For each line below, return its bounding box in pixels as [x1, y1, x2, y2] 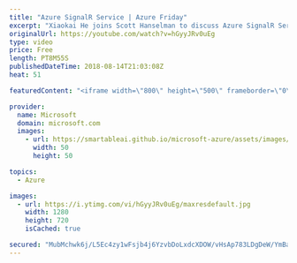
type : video [9, 37, 53, 47]
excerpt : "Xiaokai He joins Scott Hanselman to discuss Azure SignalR [9, 21, 275, 30]
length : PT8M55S [9, 54, 69, 63]
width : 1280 [25, 208, 69, 217]
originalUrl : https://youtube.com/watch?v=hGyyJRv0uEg [9, 29, 216, 38]
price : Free [9, 46, 53, 55]
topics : [9, 167, 38, 177]
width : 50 [32, 143, 69, 153]
